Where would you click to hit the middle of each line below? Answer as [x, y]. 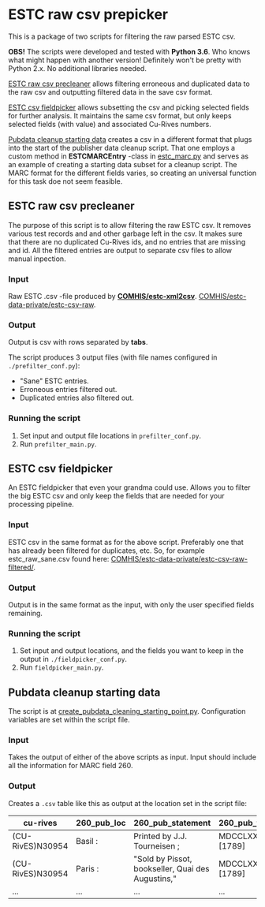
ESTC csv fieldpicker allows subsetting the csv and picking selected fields [129, 107]
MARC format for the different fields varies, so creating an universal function [132, 173]
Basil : [87, 841]
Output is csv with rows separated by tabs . [78, 342]
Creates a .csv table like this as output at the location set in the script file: [127, 803]
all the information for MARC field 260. [71, 766]
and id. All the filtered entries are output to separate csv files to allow [120, 250]
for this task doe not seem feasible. [65, 181]
